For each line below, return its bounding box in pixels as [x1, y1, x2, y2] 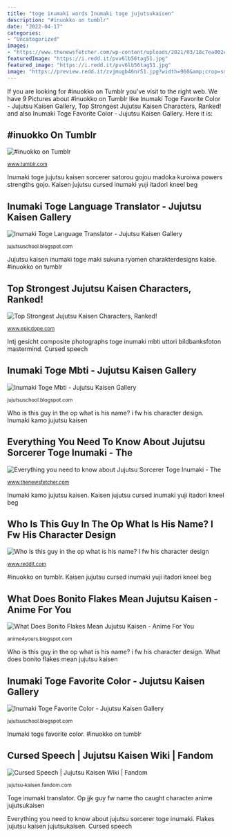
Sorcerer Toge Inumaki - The [7, 447, 133, 459]
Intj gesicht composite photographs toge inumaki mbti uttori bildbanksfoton [7, 337, 222, 345]
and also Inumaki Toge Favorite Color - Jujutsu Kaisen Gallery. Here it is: [7, 109, 213, 118]
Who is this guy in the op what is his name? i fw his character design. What [7, 648, 221, 656]
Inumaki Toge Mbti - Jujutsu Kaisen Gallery [7, 365, 197, 377]
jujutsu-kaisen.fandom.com [7, 782, 72, 789]
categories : [7, 29, 41, 37]
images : [7, 42, 30, 49]
